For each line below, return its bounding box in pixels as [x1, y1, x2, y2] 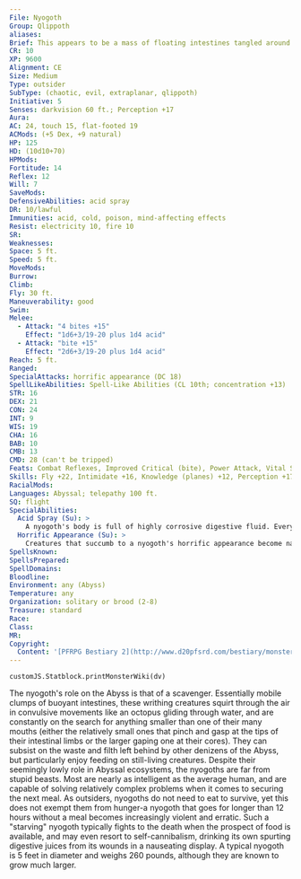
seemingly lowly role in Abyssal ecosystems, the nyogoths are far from [9, 764, 271, 775]
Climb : [9, 280, 34, 289]
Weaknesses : [9, 239, 54, 248]
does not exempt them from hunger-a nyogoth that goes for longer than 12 [9, 803, 284, 813]
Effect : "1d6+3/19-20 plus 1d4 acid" [25, 330, 167, 339]
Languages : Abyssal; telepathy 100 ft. [9, 488, 159, 498]
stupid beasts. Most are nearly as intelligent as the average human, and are [9, 774, 287, 785]
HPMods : [9, 154, 39, 164]
